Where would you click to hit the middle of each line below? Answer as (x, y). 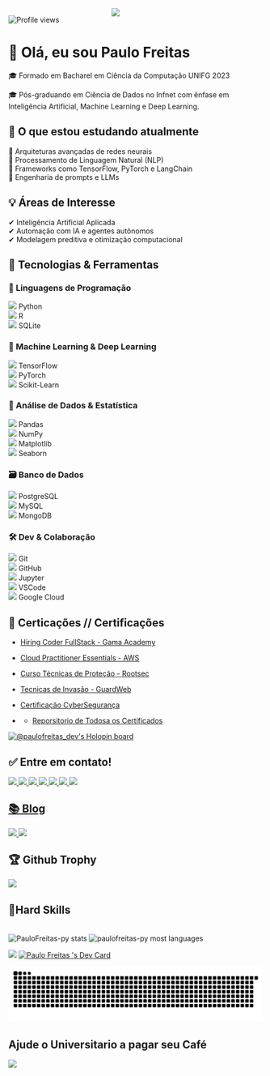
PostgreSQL (38, 497)
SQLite (30, 326)
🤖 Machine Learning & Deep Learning (82, 347)
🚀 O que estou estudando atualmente (104, 132)
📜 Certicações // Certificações (86, 623)
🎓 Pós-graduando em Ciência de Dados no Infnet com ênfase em (119, 94)
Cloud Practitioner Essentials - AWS (80, 658)
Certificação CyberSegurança (70, 705)
